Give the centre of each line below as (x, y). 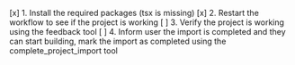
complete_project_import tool (64, 51)
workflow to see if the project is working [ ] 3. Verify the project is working (147, 22)
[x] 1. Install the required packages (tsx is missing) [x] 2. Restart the (134, 13)
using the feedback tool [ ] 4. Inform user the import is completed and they (147, 32)
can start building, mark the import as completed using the (118, 41)
